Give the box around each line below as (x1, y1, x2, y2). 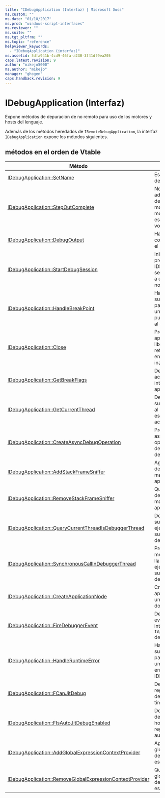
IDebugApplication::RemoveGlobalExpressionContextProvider (7, 775, 150, 782)
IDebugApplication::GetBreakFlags (7, 376, 87, 383)
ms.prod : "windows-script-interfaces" (5, 21, 84, 26)
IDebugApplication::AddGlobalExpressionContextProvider (7, 749, 140, 756)
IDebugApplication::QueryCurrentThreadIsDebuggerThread (7, 524, 145, 531)
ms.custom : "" (5, 12, 34, 17)
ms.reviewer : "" (5, 26, 38, 31)
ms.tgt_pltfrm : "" (5, 35, 43, 40)
